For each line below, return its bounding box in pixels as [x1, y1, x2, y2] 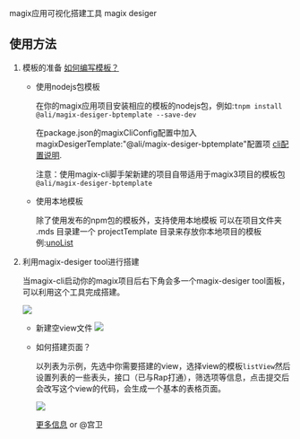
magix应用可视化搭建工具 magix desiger [9, 8, 157, 18]
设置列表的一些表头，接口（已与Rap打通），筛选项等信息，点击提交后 [35, 372, 289, 382]
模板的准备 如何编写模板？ [21, 62, 119, 73]
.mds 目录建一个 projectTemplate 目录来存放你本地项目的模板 [35, 225, 262, 236]
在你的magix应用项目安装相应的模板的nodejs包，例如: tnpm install [35, 100, 283, 110]
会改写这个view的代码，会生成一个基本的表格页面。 [35, 382, 227, 393]
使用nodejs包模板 [35, 81, 100, 92]
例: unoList [35, 237, 73, 248]
